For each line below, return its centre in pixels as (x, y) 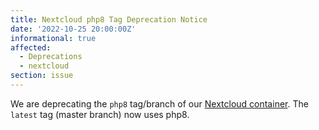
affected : (31, 47)
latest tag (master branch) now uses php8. (100, 114)
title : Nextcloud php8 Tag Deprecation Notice (109, 19)
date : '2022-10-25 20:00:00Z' (73, 29)
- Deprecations (51, 57)
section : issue (42, 76)
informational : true (53, 38)
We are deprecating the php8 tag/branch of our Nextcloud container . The (159, 103)
